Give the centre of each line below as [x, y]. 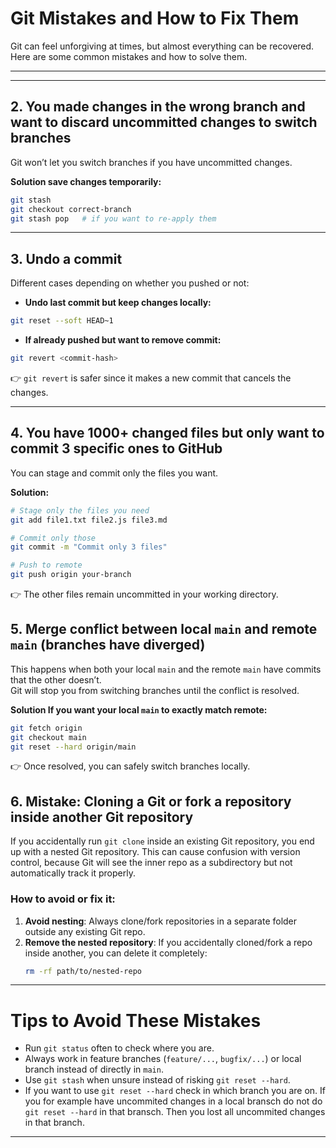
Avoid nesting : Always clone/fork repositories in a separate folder [161, 921]
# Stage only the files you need [80, 510]
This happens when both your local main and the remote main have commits [166, 669]
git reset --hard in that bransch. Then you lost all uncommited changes [175, 1112]
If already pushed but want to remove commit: [123, 340]
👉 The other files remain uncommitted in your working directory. [144, 594]
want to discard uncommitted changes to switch [164, 122]
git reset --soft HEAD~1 [62, 321]
